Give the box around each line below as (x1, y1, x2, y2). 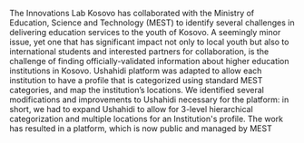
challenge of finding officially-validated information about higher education (9, 56, 289, 66)
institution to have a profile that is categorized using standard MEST (9, 75, 263, 85)
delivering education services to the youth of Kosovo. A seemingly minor (9, 27, 281, 37)
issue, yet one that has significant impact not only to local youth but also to (9, 36, 289, 47)
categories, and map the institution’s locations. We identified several (9, 85, 265, 95)
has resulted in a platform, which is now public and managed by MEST (9, 123, 272, 134)
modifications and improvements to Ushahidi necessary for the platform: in (9, 94, 289, 105)
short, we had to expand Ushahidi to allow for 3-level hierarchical (9, 104, 254, 114)
